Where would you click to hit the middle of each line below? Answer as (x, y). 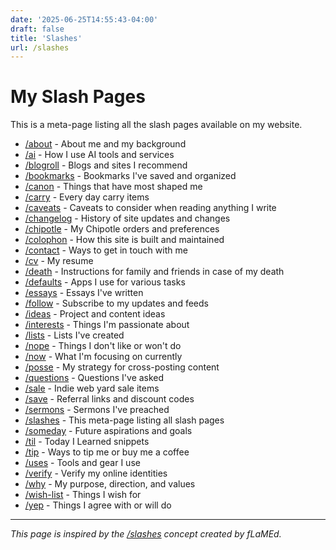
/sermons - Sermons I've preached (97, 410)
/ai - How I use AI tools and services (99, 155)
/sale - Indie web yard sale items (92, 388)
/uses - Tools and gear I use (82, 463)
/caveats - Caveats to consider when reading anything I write (150, 208)
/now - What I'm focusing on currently (103, 357)
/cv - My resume (59, 261)
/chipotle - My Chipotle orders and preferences (122, 229)
